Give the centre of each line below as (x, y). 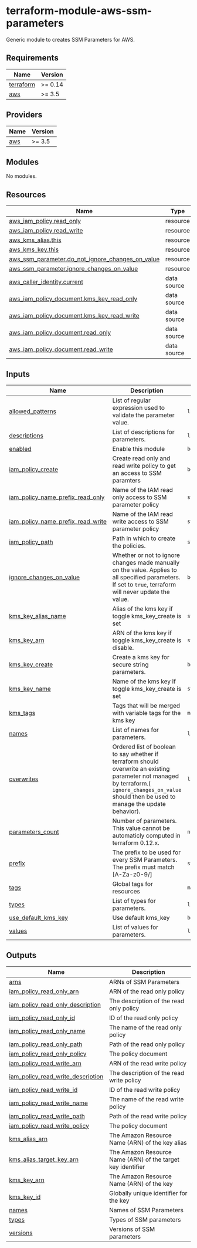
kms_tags (22, 713)
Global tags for (133, 884)
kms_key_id (25, 1197)
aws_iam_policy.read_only (45, 221)
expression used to (139, 408)
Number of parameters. (145, 821)
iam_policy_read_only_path (46, 1044)
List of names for (136, 730)
